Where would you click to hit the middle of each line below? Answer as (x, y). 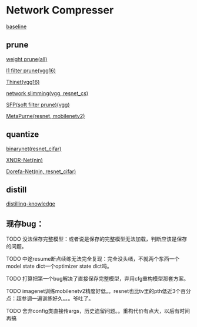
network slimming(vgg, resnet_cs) (47, 93)
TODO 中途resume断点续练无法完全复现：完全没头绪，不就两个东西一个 (93, 259)
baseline (16, 26)
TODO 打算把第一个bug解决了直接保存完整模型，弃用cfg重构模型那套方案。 (98, 279)
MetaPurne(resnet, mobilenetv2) (46, 116)
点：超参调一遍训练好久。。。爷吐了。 (50, 299)
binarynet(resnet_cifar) (34, 149)
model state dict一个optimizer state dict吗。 (59, 266)
